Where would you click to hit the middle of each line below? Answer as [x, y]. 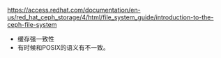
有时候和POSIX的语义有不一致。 [63, 47]
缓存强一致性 [36, 39]
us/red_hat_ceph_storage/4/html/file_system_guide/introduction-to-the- [110, 17]
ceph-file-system [32, 25]
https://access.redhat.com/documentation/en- [74, 10]
